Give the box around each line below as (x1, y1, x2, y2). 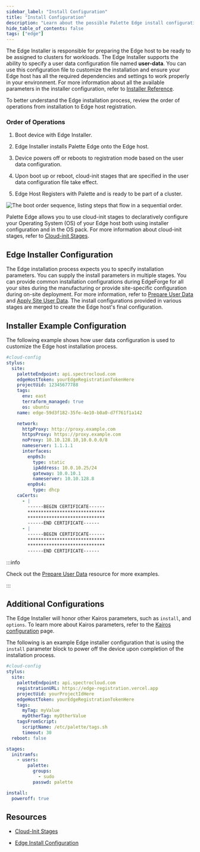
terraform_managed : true (21, 399, 84, 405)
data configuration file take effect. (14, 179, 98, 186)
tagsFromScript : (17, 719, 58, 724)
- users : (17, 757, 39, 763)
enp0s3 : (27, 453, 46, 459)
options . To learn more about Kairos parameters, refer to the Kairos (6, 621, 171, 629)
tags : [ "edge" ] (6, 31, 44, 37)
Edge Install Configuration (14, 839, 79, 847)
